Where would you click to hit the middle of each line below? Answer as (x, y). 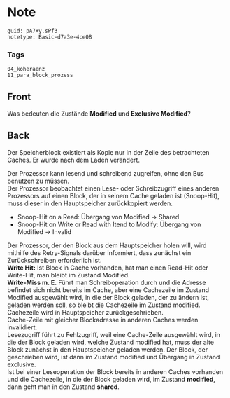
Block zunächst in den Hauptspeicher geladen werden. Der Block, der (108, 349)
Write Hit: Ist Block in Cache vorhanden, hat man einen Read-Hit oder (108, 268)
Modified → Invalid (44, 231)
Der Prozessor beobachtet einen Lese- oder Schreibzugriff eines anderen (113, 188)
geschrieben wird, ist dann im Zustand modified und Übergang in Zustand (114, 357)
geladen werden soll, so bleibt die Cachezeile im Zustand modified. (104, 305)
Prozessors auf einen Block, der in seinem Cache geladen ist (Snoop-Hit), (114, 195)
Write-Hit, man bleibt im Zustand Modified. (69, 275)
